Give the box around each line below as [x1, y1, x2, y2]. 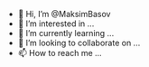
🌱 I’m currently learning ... [17, 28, 115, 38]
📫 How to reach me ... [17, 48, 102, 58]
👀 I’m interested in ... [17, 18, 95, 29]
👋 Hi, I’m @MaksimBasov [17, 9, 111, 19]
